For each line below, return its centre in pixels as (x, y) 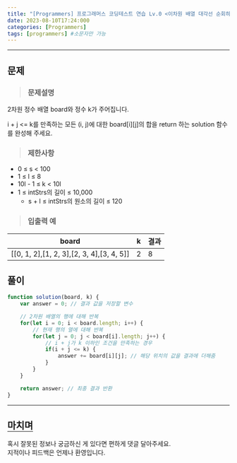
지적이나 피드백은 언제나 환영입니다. (56, 452)
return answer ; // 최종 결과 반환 (66, 388)
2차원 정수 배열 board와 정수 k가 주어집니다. (68, 109)
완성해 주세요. (34, 133)
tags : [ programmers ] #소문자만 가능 (57, 34)
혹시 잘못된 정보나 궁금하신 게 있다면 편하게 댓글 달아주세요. (89, 444)
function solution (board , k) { (53, 298)
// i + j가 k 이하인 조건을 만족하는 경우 (99, 343)
